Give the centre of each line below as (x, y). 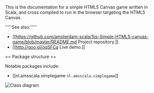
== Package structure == (31, 57)
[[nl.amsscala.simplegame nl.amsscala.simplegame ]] (65, 76)
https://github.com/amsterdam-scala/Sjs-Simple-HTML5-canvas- (82, 37)
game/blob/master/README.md (45, 42)
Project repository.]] (98, 42)
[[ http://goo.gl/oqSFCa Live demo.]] (48, 47)
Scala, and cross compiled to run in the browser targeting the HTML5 (75, 12)
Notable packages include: (32, 66)
